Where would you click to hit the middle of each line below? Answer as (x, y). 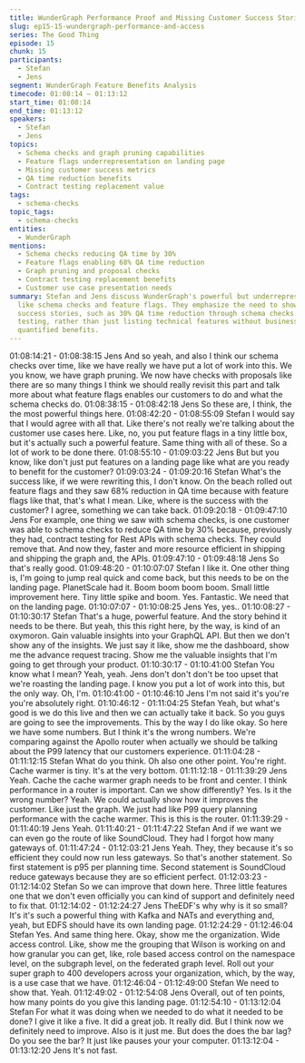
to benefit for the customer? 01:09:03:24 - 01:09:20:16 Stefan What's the (145, 472)
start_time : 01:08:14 (50, 102)
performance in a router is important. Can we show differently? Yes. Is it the (151, 790)
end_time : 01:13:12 (46, 111)
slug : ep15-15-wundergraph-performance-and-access (107, 26)
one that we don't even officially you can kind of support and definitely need (152, 896)
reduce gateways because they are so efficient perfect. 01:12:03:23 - (138, 876)
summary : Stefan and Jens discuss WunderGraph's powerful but (129, 296)
